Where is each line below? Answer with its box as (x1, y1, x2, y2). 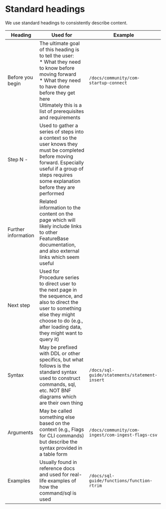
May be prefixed (39, 343, 78, 350)
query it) (39, 336, 59, 342)
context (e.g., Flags (39, 426, 84, 433)
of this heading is (39, 46, 80, 53)
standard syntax (39, 368, 77, 375)
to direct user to (39, 280, 77, 287)
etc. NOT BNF (39, 387, 72, 394)
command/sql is (39, 489, 77, 496)
